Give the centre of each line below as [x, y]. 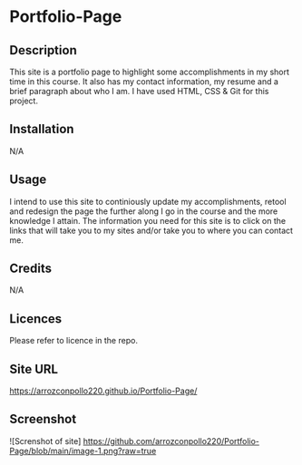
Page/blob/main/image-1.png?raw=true [83, 450]
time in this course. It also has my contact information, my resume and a [144, 82]
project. [24, 101]
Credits [31, 269]
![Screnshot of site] [45, 441]
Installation [42, 129]
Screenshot [43, 419]
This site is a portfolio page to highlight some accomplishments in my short [150, 72]
